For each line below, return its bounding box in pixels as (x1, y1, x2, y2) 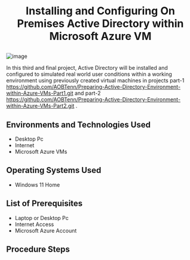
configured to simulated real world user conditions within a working (6, 70, 172, 78)
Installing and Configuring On (26, 4, 175, 18)
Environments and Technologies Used (6, 119, 151, 129)
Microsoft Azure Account (14, 227, 77, 234)
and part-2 (74, 89, 101, 97)
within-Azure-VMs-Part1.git (6, 89, 73, 97)
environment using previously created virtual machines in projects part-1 (6, 77, 185, 84)
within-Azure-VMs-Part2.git (6, 103, 75, 110)
